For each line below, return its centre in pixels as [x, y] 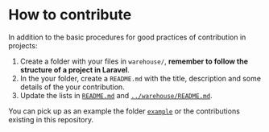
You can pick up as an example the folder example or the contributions [124, 111]
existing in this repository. [51, 119]
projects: [23, 45]
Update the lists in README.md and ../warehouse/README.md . [116, 95]
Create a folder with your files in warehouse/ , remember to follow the [134, 61]
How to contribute [70, 15]
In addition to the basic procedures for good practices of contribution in [127, 37]
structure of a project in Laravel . [75, 69]
